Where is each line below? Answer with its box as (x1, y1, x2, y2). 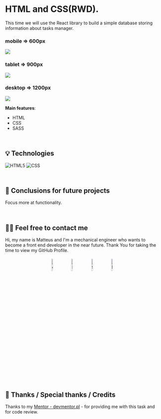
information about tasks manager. (5, 25, 74, 31)
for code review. (5, 409, 38, 415)
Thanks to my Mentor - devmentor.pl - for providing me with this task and (5, 404, 155, 410)
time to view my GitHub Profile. (5, 248, 68, 253)
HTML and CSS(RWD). (5, 3, 99, 15)
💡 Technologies (5, 149, 54, 158)
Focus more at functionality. (5, 200, 62, 206)
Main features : (5, 105, 36, 111)
